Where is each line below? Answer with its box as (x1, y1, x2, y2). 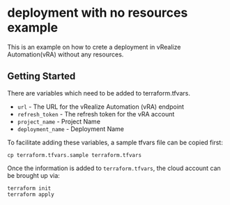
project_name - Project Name (17, 117, 101, 126)
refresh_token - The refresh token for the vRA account (17, 109, 175, 118)
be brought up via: (7, 171, 61, 179)
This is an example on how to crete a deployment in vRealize (7, 43, 181, 51)
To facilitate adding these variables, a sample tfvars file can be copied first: (7, 138, 223, 146)
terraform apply (7, 190, 54, 198)
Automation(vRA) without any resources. (7, 50, 124, 59)
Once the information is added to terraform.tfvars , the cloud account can (7, 164, 221, 172)
